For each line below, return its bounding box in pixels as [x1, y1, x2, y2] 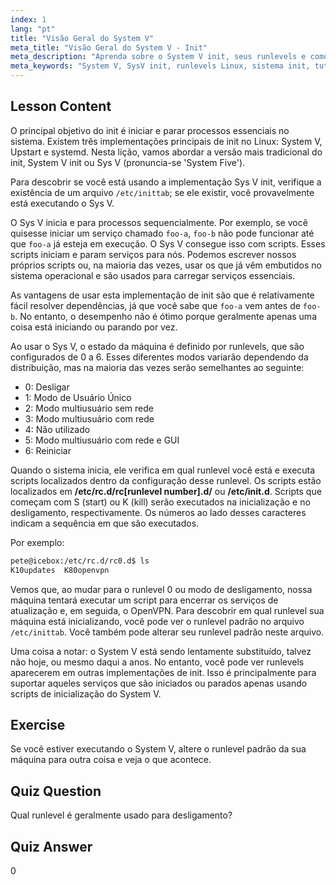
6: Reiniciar [24, 444, 72, 456]
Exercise [10, 716, 66, 733]
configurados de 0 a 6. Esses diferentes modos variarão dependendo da [10, 351, 309, 363]
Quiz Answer [10, 838, 93, 855]
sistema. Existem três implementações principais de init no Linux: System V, [10, 135, 323, 147]
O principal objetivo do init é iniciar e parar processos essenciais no [10, 124, 290, 136]
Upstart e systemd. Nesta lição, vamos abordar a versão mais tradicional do [10, 146, 323, 158]
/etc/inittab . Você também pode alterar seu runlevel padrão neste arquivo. [10, 626, 325, 638]
